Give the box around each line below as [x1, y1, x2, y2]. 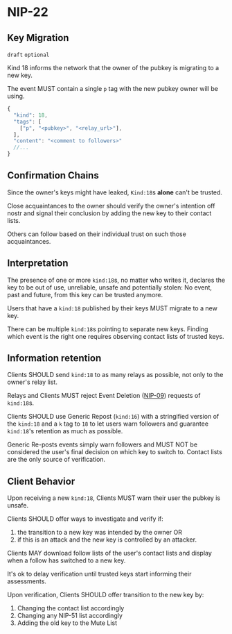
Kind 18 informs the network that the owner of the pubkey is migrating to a [7, 64, 220, 72]
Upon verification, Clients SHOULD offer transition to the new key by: [7, 591, 204, 599]
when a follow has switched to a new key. [7, 556, 126, 565]
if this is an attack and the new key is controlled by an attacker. [17, 535, 197, 544]
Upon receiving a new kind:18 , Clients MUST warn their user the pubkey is [7, 494, 220, 502]
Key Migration [7, 32, 69, 44]
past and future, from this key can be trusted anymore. [7, 290, 163, 299]
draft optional [7, 51, 50, 58]
